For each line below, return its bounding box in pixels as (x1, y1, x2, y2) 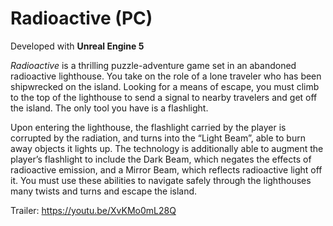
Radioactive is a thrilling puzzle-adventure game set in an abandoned (10, 59, 297, 71)
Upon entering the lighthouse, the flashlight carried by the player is (10, 121, 287, 133)
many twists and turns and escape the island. (10, 185, 198, 197)
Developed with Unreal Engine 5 (10, 40, 145, 52)
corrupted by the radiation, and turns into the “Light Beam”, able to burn (10, 132, 306, 144)
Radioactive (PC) (10, 7, 153, 30)
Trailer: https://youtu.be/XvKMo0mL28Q (10, 204, 177, 216)
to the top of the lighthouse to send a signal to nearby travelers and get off (10, 91, 318, 103)
